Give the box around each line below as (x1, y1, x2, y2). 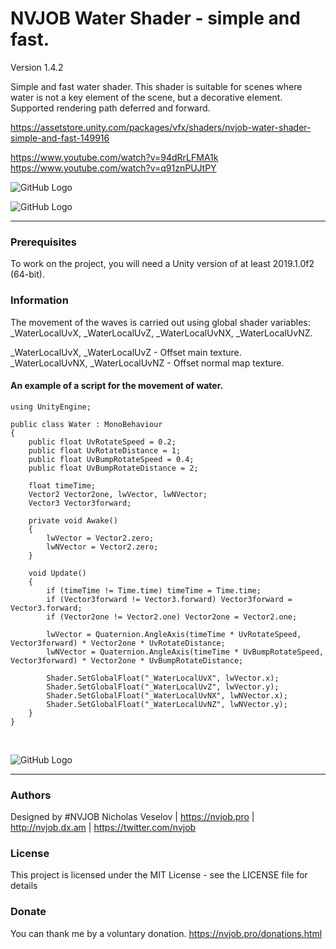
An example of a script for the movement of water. (10, 380, 224, 392)
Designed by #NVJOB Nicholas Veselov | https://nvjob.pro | (10, 811, 255, 823)
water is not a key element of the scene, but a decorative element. (10, 91, 283, 103)
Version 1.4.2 (10, 61, 64, 73)
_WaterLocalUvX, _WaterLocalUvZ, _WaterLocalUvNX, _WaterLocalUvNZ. (10, 327, 313, 339)
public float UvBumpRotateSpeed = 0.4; (28, 454, 195, 464)
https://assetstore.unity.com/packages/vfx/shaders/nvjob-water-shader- (10, 121, 312, 133)
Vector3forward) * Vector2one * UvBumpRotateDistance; (10, 655, 244, 666)
